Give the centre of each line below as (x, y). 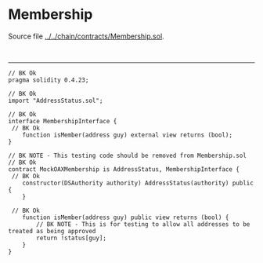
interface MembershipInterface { (63, 121)
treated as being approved (52, 231)
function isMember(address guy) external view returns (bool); (128, 135)
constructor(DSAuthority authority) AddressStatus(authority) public (138, 183)
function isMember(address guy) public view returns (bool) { (126, 217)
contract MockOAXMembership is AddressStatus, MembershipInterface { (124, 169)
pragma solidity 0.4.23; (49, 80)
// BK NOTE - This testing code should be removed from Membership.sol (127, 155)
